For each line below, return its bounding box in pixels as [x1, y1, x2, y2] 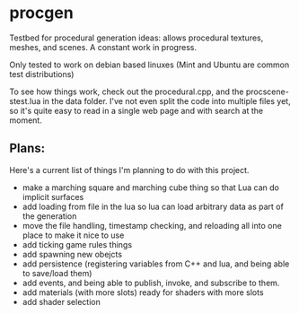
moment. [9, 115, 42, 126]
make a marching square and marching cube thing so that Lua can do [22, 182, 280, 193]
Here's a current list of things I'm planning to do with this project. [9, 164, 250, 175]
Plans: [9, 141, 46, 156]
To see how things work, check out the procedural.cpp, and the [9, 86, 244, 97]
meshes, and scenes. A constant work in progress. [9, 41, 198, 52]
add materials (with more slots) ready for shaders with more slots [22, 286, 264, 298]
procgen [9, 3, 74, 23]
